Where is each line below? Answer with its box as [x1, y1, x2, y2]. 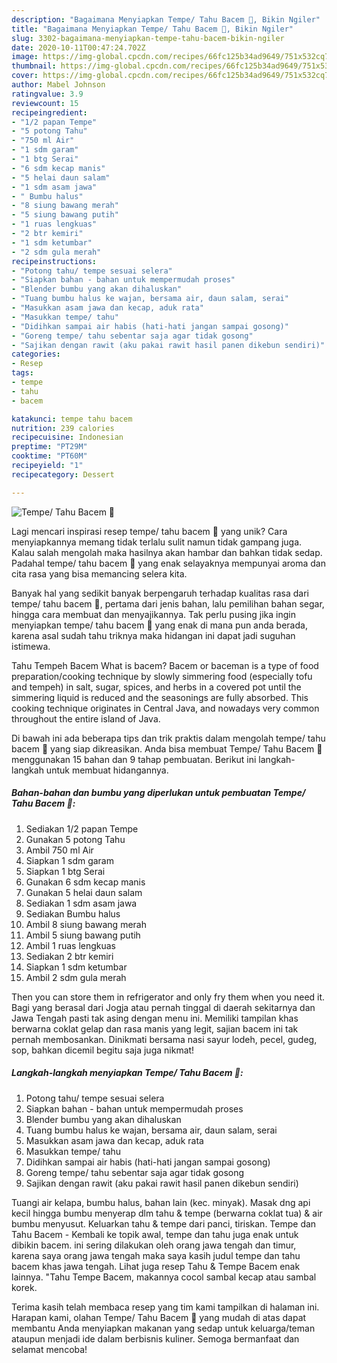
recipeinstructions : [11, 256, 98, 266]
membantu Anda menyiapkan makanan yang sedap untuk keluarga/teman [11, 1322, 316, 1334]
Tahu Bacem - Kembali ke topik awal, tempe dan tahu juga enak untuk [11, 1228, 299, 1240]
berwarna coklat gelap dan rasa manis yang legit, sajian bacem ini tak [11, 1022, 299, 1035]
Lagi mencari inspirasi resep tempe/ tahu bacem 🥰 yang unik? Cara [11, 525, 288, 537]
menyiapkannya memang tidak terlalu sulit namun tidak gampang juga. [11, 536, 303, 548]
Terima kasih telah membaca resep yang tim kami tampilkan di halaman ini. [11, 1301, 320, 1313]
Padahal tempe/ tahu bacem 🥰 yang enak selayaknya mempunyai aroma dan [11, 557, 326, 569]
